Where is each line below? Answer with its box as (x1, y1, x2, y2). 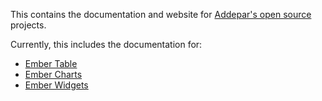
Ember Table (24, 58, 78, 69)
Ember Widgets (24, 79, 89, 91)
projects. (10, 19, 47, 31)
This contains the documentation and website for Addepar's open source (10, 9, 312, 20)
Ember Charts (24, 69, 83, 80)
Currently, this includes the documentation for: (10, 39, 203, 50)
